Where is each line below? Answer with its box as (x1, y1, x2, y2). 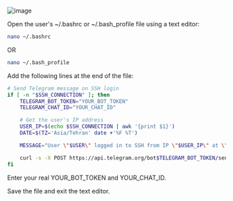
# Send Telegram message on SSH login (7, 85, 119, 92)
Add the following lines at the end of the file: (7, 71, 134, 79)
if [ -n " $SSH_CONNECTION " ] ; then (7, 91, 110, 98)
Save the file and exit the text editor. (7, 186, 110, 195)
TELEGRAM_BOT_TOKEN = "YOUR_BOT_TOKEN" (19, 97, 129, 105)
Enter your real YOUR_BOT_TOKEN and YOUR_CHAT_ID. (7, 173, 166, 182)
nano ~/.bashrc (7, 33, 51, 40)
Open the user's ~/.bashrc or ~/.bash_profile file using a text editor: (7, 20, 200, 28)
